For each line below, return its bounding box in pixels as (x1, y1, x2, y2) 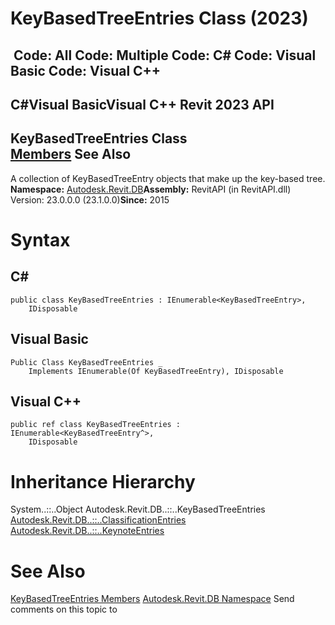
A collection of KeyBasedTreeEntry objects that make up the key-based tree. (10, 172, 326, 184)
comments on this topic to (10, 603, 118, 616)
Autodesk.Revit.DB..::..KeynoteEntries (10, 525, 165, 537)
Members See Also (10, 146, 132, 163)
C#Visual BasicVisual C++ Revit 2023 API (10, 96, 275, 113)
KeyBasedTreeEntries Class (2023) (10, 7, 309, 30)
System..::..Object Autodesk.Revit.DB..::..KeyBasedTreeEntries (10, 503, 266, 516)
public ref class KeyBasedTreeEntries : (10, 420, 182, 430)
